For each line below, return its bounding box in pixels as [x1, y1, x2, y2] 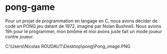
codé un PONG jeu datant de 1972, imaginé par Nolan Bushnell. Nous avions [5, 23, 162, 29]
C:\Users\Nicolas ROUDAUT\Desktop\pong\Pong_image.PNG [5, 43, 131, 49]
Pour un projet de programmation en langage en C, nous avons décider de [5, 18, 158, 24]
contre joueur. [5, 34, 34, 40]
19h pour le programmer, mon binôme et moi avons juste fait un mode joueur [5, 28, 163, 34]
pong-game [5, 1, 55, 13]
